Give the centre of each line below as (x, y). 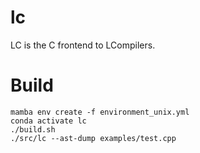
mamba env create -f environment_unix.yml (100, 112)
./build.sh (33, 129)
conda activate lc (48, 121)
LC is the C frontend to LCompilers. (83, 45)
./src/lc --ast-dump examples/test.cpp (93, 138)
